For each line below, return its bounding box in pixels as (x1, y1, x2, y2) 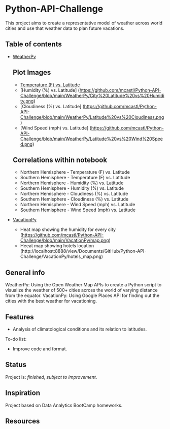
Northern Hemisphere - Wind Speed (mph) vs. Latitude (20, 202, 135, 208)
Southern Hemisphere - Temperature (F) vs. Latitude (20, 175, 130, 181)
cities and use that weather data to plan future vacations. (5, 25, 124, 31)
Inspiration (5, 389, 41, 398)
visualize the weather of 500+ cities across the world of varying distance (5, 287, 158, 293)
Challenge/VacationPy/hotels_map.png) (20, 253, 103, 259)
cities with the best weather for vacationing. (5, 298, 97, 304)
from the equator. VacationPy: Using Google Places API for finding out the (5, 292, 160, 299)
